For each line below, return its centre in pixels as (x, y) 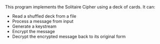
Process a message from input (43, 21)
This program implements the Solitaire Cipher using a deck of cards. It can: (80, 7)
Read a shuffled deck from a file (44, 16)
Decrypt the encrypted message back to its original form (69, 36)
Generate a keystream (34, 26)
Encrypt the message (33, 31)
